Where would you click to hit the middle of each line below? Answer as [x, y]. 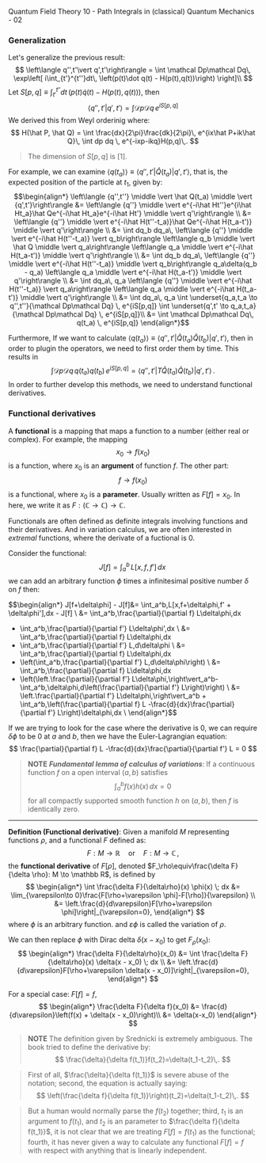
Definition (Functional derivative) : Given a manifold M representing [119, 831]
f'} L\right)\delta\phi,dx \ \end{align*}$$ [112, 713]
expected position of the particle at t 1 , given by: [85, 183]
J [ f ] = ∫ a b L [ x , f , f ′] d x [132, 567]
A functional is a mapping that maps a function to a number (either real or [129, 431]
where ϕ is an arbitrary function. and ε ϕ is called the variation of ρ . [117, 924]
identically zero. [53, 809]
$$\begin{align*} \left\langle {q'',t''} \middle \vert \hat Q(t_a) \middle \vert [133, 196]
